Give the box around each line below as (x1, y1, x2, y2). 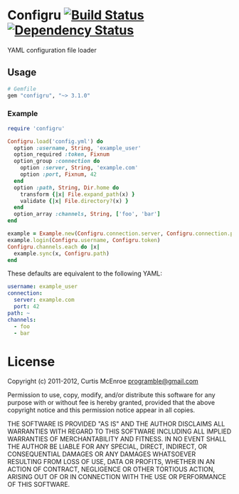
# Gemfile (7, 85, 37, 93)
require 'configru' (7, 125, 65, 132)
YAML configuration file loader (7, 46, 97, 54)
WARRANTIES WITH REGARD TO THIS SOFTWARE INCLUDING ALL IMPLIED (7, 427, 232, 436)
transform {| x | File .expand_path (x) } (20, 191, 135, 198)
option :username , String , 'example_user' (14, 144, 142, 152)
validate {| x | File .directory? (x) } (20, 197, 129, 204)
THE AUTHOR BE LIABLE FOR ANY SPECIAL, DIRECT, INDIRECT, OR (7, 442, 208, 451)
